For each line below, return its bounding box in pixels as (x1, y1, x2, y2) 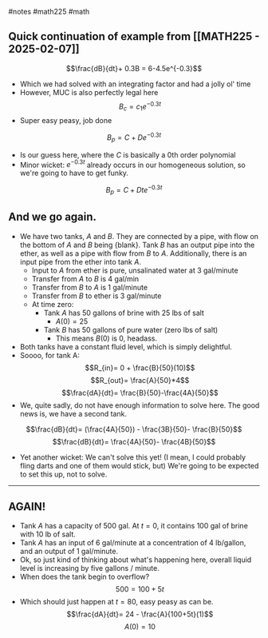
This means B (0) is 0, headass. (55, 333, 158, 343)
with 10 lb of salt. (19, 529, 76, 539)
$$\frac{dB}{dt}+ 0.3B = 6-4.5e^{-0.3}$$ (66, 63, 202, 73)
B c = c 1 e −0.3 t (118, 100, 161, 113)
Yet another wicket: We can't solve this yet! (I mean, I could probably (19, 452, 246, 462)
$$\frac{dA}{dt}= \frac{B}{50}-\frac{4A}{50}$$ (61, 388, 219, 397)
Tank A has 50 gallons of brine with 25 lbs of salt (43, 308, 205, 317)
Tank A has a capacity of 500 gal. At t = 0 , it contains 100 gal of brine (19, 521, 249, 531)
